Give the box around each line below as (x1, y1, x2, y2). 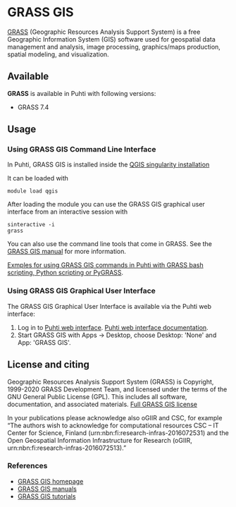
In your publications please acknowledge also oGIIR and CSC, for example (7, 413, 223, 422)
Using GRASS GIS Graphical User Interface (7, 286, 156, 296)
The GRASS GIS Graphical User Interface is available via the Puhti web (7, 302, 212, 310)
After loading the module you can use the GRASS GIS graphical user (7, 200, 206, 209)
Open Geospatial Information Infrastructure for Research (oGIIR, (7, 436, 192, 444)
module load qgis (7, 188, 58, 195)
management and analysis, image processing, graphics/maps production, (7, 42, 221, 51)
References (7, 461, 48, 471)
